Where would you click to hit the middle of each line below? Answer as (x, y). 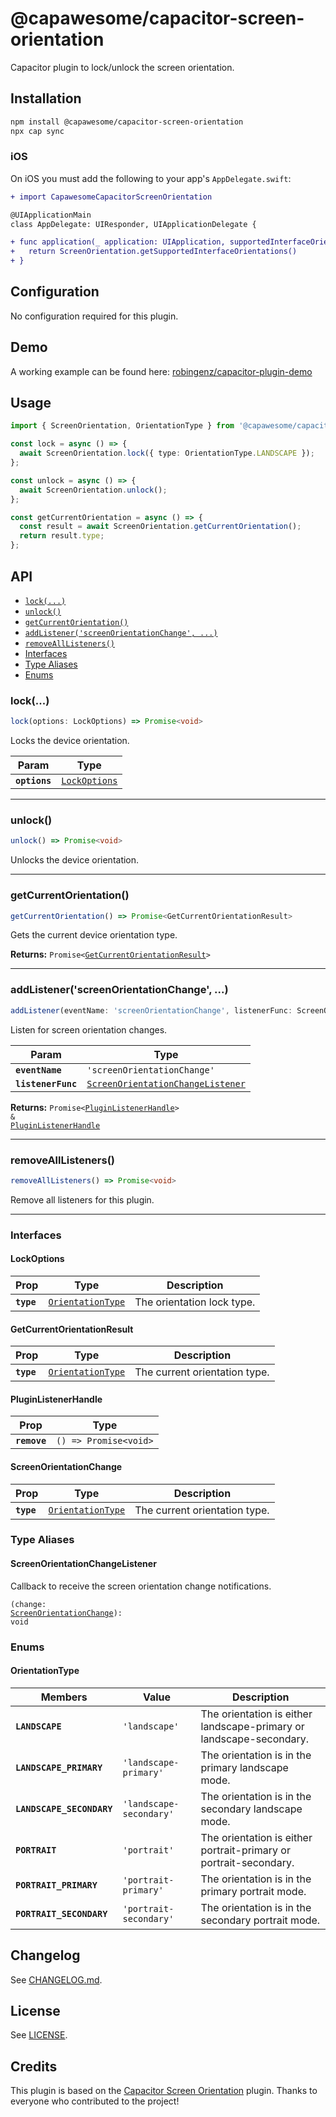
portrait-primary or (245, 1850)
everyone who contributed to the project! (95, 2101)
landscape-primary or (252, 1726)
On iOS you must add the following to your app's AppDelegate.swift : (151, 178)
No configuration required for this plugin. (94, 316)
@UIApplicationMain (51, 215)
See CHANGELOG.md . (56, 1979)
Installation (46, 98)
